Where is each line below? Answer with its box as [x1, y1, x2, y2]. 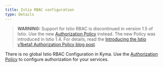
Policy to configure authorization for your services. [5, 56, 109, 62]
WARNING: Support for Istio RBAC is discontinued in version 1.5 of [17, 25, 153, 31]
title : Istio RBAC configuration [5, 7, 74, 12]
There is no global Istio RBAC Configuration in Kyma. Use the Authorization [5, 51, 158, 57]
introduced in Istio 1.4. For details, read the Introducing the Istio [17, 36, 147, 42]
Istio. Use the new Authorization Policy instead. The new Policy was [17, 31, 156, 37]
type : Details [5, 12, 35, 17]
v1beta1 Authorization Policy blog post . [17, 41, 97, 47]
